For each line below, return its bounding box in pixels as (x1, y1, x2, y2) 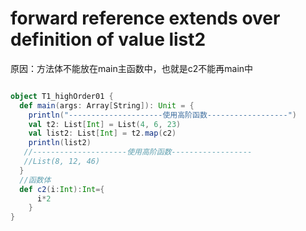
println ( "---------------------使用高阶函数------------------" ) (28, 110, 297, 120)
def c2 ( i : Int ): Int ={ (19, 184, 105, 194)
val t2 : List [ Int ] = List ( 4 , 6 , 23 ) (28, 119, 182, 129)
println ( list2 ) (28, 138, 92, 148)
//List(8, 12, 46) (23, 157, 101, 167)
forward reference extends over (10, 7, 281, 30)
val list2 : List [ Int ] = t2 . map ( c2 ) (28, 128, 177, 139)
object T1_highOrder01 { (10, 91, 114, 101)
